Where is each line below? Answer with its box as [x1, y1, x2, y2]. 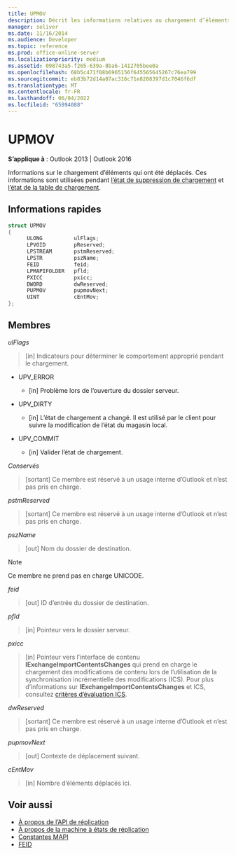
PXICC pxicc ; [26, 274, 93, 281]
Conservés [8, 461, 39, 470]
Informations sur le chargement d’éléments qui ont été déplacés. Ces [8, 168, 207, 176]
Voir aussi [8, 799, 53, 811]
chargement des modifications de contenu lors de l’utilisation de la [25, 667, 217, 676]
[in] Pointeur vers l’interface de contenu [25, 653, 141, 661]
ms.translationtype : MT [8, 82, 78, 89]
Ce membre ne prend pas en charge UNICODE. [8, 571, 144, 580]
